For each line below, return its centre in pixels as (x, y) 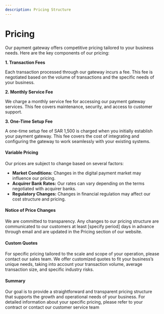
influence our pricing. (34, 178)
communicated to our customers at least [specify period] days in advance (80, 226)
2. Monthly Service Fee (29, 92)
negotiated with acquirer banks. (44, 188)
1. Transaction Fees (25, 62)
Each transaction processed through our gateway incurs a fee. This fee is (79, 72)
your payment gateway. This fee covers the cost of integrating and (72, 136)
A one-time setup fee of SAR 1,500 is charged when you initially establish (79, 131)
